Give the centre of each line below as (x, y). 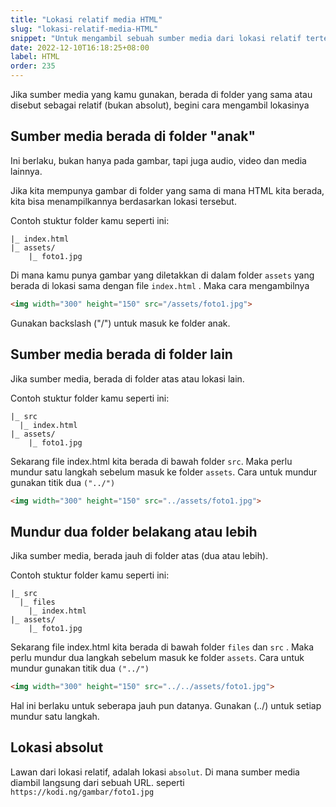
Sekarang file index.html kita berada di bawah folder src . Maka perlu (151, 461)
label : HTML (35, 57)
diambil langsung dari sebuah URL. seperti (97, 782)
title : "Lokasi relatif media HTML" (86, 19)
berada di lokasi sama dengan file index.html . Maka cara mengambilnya (160, 285)
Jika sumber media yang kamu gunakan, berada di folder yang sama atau (161, 94)
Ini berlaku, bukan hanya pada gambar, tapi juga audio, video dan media (158, 160)
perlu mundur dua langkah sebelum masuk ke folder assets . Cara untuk (157, 658)
